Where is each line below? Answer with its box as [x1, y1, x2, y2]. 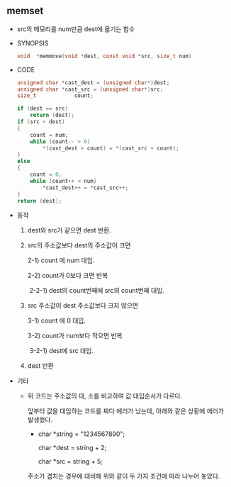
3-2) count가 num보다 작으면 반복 [27, 332, 123, 340]
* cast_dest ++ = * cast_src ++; [43, 184, 129, 191]
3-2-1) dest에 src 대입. [29, 347, 94, 355]
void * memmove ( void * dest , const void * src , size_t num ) [16, 52, 192, 60]
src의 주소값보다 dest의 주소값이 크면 [27, 241, 131, 250]
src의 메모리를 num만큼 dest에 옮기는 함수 [16, 24, 135, 33]
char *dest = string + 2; [38, 444, 107, 452]
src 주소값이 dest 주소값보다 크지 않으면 [27, 301, 139, 310]
